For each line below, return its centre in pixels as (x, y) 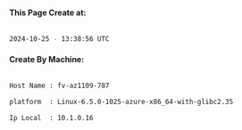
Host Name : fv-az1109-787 (59, 86)
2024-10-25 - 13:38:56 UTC (59, 39)
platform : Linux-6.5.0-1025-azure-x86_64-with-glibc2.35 (121, 102)
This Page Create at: (48, 12)
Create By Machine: (47, 59)
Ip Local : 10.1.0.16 (51, 118)
